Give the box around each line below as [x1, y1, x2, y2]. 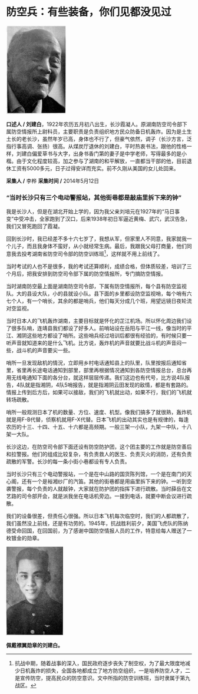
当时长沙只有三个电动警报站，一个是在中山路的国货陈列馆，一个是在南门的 [6, 470, 187, 477]
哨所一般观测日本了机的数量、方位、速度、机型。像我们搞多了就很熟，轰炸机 [6, 408, 192, 415]
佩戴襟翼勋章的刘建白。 [6, 642, 63, 649]
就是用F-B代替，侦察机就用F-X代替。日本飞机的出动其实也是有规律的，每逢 [6, 416, 189, 423]
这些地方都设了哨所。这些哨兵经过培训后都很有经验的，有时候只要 [26, 332, 187, 339]
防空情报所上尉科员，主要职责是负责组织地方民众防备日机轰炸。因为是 [11, 128, 181, 135]
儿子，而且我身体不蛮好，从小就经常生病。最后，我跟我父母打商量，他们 [11, 243, 187, 250]
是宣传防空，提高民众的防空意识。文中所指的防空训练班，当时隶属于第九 [14, 674, 190, 681]
